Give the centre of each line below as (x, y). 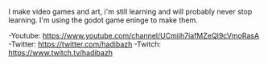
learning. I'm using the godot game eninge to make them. (103, 20)
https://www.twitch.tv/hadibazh (60, 53)
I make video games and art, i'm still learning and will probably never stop (130, 12)
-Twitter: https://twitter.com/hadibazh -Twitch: (85, 44)
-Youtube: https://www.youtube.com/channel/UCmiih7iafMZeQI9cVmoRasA (134, 36)
